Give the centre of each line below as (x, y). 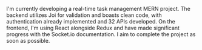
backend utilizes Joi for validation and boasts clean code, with (84, 15)
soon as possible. (28, 41)
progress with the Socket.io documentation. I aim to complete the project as (101, 34)
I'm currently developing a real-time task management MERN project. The (99, 9)
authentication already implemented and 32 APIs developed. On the (91, 21)
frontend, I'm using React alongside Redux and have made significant (93, 28)
